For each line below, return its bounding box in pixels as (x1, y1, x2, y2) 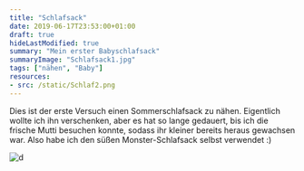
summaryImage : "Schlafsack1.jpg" (9, 55, 136, 64)
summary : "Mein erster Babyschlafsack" (9, 47, 161, 56)
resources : (9, 72, 51, 81)
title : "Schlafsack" (9, 13, 88, 23)
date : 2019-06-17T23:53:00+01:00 (9, 22, 136, 31)
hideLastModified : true (9, 38, 100, 48)
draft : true (9, 30, 54, 39)
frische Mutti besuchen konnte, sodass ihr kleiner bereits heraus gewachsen (9, 124, 296, 136)
